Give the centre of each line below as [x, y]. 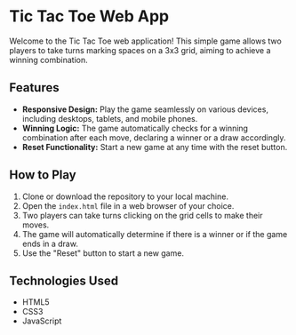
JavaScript [42, 321]
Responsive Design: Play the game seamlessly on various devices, [145, 109]
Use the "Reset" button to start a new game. [103, 253]
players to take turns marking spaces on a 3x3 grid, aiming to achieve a [140, 50]
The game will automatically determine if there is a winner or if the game [155, 234]
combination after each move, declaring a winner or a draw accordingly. [154, 137]
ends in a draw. [50, 243]
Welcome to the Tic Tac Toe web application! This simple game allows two [145, 41]
